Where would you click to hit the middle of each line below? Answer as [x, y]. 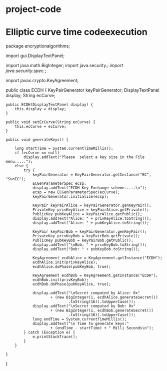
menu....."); [19, 162]
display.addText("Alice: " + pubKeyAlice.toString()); [91, 223]
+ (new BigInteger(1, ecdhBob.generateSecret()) [102, 311]
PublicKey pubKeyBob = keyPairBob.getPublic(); [83, 241]
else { [21, 166]
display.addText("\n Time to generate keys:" [80, 324]
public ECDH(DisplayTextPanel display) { [49, 105]
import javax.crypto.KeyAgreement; [42, 81]
